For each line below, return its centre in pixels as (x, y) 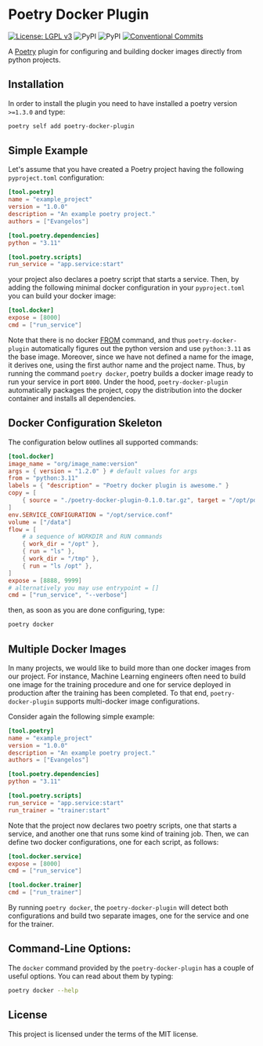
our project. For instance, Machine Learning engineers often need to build (127, 676)
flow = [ (22, 529)
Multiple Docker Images (67, 649)
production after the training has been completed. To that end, (108, 693)
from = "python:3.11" (43, 478)
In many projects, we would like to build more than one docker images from (130, 667)
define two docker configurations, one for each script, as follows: (113, 842)
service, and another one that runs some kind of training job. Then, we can (128, 833)
